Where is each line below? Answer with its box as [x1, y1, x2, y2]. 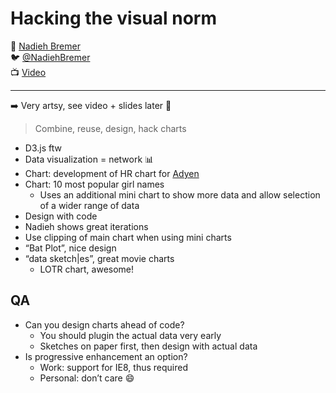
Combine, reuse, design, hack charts [34, 122, 187, 134]
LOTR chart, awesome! [39, 263, 135, 275]
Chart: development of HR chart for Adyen [24, 167, 200, 179]
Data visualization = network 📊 [24, 153, 155, 165]
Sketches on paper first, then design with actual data [39, 340, 258, 352]
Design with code [24, 210, 98, 222]
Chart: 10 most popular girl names [24, 178, 165, 190]
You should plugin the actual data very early [39, 329, 222, 341]
